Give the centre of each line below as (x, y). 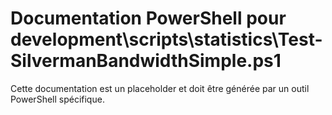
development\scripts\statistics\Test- (166, 39)
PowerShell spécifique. (57, 99)
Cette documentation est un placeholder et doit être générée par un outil (160, 88)
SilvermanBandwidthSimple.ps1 (146, 61)
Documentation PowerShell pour (148, 18)
